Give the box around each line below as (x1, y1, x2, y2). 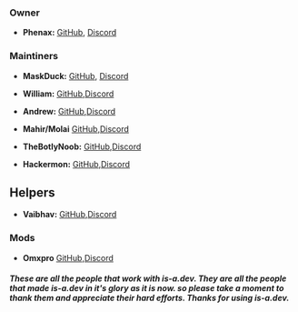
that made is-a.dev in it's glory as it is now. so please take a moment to (9, 283, 284, 294)
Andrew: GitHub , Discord (22, 106, 116, 116)
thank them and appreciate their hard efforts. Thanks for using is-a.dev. (9, 293, 290, 304)
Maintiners (9, 50, 59, 63)
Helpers (9, 185, 55, 200)
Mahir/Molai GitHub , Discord (22, 123, 130, 134)
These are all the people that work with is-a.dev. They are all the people (9, 273, 287, 284)
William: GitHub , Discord (22, 88, 114, 99)
